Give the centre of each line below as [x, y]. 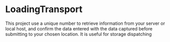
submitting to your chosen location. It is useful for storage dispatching [79, 34]
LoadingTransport [44, 9]
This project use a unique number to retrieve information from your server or [85, 23]
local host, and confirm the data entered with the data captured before [79, 28]
